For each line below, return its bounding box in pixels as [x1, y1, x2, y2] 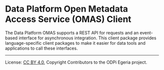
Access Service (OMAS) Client [5, 14, 132, 25]
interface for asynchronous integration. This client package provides [19, 35, 157, 41]
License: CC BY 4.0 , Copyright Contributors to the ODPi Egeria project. [5, 59, 147, 65]
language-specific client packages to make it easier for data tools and [5, 40, 145, 46]
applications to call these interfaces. [5, 45, 78, 51]
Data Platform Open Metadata [5, 3, 128, 15]
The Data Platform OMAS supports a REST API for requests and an [5, 30, 139, 35]
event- [140, 30, 153, 35]
